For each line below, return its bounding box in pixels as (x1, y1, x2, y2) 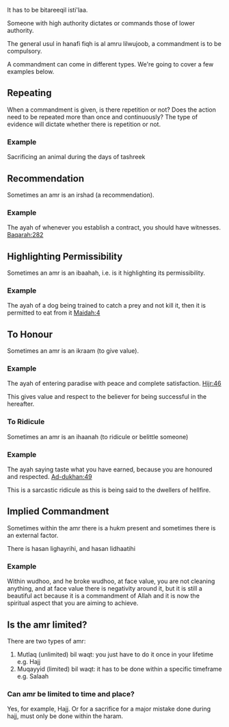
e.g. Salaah (16, 671, 49, 680)
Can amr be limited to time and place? (7, 689, 135, 698)
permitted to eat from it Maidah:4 (7, 308, 100, 317)
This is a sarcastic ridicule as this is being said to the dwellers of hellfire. (7, 486, 211, 494)
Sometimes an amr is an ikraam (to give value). (7, 347, 139, 355)
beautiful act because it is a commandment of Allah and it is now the (7, 592, 200, 600)
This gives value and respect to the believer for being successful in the (7, 393, 207, 401)
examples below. (7, 68, 55, 75)
